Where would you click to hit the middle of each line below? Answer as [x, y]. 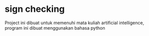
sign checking [35, 9]
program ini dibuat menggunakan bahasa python [55, 28]
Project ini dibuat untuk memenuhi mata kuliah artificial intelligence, [74, 23]
